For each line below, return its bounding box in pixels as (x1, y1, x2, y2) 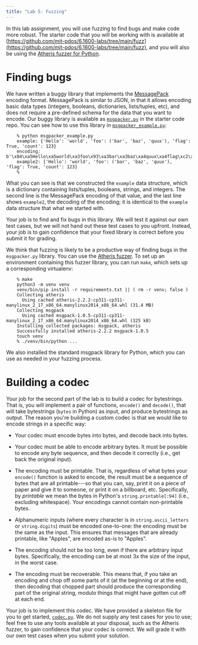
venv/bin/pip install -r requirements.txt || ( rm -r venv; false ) (16, 287, 189, 293)
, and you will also (146, 44, 190, 51)
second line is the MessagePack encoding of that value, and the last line (6, 192, 181, 199)
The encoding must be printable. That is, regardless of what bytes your (14, 467, 187, 474)
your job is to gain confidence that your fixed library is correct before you (6, 228, 184, 235)
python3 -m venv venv (16, 281, 70, 287)
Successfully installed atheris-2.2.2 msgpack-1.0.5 (16, 328, 149, 334)
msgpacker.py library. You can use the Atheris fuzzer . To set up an (6, 252, 165, 260)
